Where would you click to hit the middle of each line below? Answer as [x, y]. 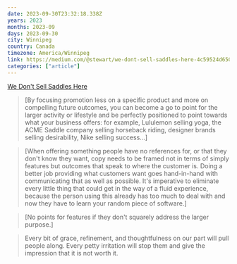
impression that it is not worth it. [71, 253]
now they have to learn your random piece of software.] [105, 203]
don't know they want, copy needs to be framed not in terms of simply [127, 158]
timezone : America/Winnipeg [49, 54]
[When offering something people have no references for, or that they [126, 151]
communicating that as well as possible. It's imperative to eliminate [122, 181]
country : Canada [31, 46]
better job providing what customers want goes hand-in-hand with [121, 173]
